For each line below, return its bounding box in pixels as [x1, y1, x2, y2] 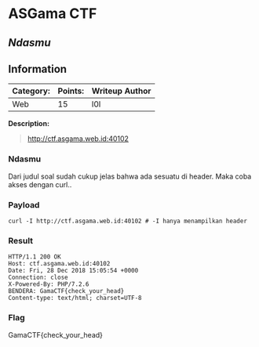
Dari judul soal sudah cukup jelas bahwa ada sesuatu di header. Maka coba [8, 172, 252, 181]
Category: [12, 85, 50, 96]
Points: [57, 85, 85, 96]
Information [8, 62, 67, 75]
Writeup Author [91, 85, 151, 96]
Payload [8, 199, 40, 210]
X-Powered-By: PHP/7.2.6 [8, 280, 89, 288]
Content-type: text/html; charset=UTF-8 [8, 295, 143, 302]
